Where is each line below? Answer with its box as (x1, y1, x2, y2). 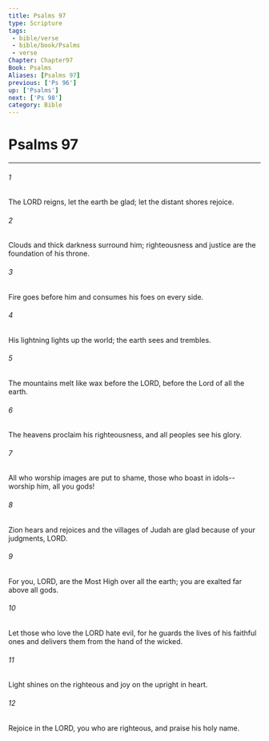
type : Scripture (8, 19, 62, 27)
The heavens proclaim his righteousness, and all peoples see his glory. (8, 430, 242, 440)
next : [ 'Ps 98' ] (8, 94, 62, 102)
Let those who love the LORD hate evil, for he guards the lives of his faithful (8, 628, 257, 638)
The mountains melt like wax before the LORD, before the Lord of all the (8, 378, 245, 389)
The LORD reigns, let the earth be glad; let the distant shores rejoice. (8, 197, 235, 207)
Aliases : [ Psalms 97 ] (8, 71, 81, 79)
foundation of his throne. (8, 249, 90, 259)
